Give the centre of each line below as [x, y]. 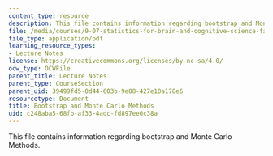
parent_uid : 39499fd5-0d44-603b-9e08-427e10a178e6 [96, 91]
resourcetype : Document [49, 99]
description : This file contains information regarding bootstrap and [130, 23]
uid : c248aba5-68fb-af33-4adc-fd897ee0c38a [83, 114]
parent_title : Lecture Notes [58, 76]
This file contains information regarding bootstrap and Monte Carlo [120, 137]
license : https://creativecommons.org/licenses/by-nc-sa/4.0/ [116, 61]
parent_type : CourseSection [56, 83]
